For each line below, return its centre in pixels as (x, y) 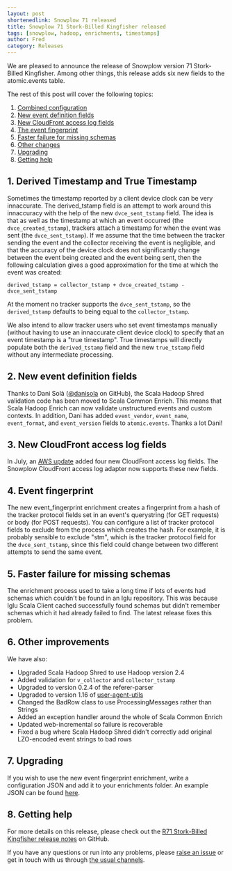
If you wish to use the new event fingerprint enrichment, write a (98, 778)
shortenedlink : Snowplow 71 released (62, 20)
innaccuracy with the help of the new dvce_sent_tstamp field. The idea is (110, 213)
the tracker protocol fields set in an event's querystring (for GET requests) (113, 515)
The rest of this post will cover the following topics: (81, 94)
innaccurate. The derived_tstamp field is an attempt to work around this (109, 206)
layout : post (26, 14)
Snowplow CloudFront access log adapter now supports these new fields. (113, 469)
